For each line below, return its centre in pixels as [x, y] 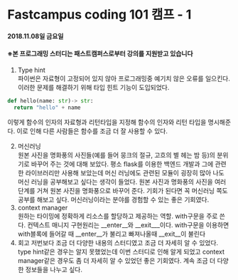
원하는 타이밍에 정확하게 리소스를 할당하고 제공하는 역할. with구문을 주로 [118, 216]
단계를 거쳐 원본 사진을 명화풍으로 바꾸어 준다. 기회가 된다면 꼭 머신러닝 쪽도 [123, 190]
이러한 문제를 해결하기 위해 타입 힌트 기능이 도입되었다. [93, 87]
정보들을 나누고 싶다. [54, 269]
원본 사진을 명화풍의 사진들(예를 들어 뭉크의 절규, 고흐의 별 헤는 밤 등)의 [116, 155]
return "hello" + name [47, 108]
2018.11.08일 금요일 [36, 36]
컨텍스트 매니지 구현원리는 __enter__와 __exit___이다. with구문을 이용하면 [128, 224]
